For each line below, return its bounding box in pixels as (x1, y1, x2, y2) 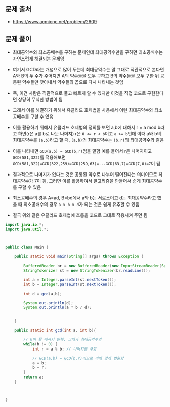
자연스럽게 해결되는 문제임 (12, 55, 65, 62)
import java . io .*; (5, 222, 44, 227)
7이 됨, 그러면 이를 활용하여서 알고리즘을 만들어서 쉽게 (34, 178, 141, 184)
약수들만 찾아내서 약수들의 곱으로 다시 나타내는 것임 (22, 79, 124, 85)
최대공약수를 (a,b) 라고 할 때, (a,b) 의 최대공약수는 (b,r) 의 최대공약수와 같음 (12, 137, 164, 143)
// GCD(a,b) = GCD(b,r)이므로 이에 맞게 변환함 (32, 356, 124, 361)
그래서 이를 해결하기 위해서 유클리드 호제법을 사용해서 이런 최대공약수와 (12, 107, 153, 113)
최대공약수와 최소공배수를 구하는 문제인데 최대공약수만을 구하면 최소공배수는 (12, 49, 163, 55)
